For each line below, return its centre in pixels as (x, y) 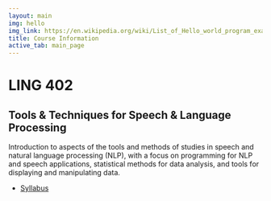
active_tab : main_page (46, 46)
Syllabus (34, 188)
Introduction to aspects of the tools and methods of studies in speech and (131, 147)
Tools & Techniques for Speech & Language (120, 115)
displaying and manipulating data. (65, 173)
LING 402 (41, 86)
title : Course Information (54, 38)
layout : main (30, 16)
